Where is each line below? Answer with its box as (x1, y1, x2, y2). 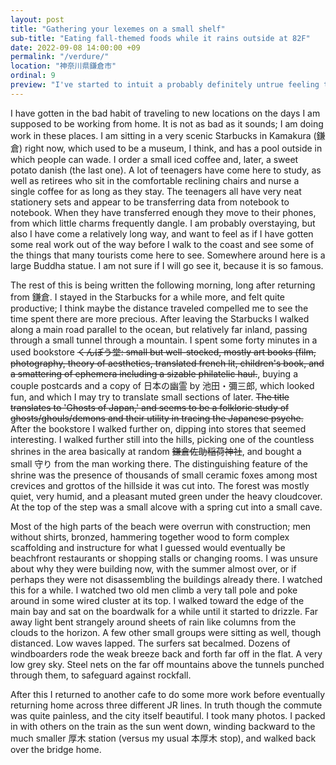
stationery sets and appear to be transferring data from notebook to (10, 196, 290, 208)
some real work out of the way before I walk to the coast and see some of (10, 238, 315, 250)
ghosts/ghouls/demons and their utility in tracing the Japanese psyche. (10, 412, 304, 424)
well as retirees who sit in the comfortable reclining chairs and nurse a (10, 174, 300, 186)
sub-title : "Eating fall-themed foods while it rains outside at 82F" (10, 33, 311, 43)
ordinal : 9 (10, 71, 56, 81)
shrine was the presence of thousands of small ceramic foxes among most (10, 469, 318, 481)
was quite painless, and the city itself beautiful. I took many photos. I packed (10, 709, 326, 721)
